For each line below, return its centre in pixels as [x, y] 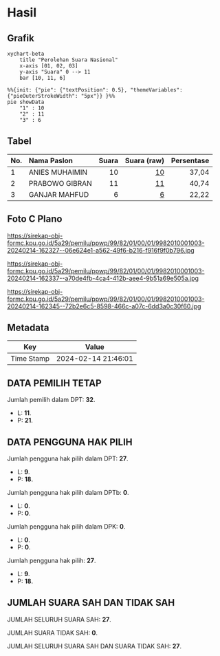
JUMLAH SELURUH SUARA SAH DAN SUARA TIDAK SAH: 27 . [95, 646]
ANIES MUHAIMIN [58, 172]
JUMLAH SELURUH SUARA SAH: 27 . [59, 619]
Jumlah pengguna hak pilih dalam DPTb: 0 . [68, 493]
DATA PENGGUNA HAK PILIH [70, 442]
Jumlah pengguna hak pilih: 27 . [52, 561]
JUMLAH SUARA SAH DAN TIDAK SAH [91, 603]
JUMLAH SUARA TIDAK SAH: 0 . [53, 633]
